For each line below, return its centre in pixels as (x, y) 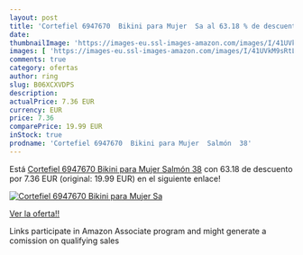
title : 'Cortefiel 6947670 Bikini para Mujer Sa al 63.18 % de (134, 26)
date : (19, 34)
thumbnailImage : (40, 43)
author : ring (34, 77)
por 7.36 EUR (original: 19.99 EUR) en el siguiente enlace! (115, 178)
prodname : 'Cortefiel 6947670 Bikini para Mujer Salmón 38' (131, 143)
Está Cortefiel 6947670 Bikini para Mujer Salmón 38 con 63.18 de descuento (151, 168)
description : (34, 93)
